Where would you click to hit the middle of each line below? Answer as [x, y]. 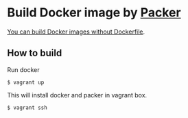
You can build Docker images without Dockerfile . [76, 32]
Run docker [23, 69]
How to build [35, 53]
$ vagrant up [26, 82]
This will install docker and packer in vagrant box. [77, 95]
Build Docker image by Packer [94, 13]
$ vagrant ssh [27, 108]
